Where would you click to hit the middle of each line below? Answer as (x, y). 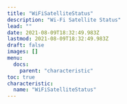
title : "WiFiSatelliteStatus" (50, 13)
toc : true (21, 77)
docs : (21, 64)
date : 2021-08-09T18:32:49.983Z (53, 32)
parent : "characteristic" (57, 70)
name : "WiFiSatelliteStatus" (55, 90)
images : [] (23, 52)
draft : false (26, 45)
